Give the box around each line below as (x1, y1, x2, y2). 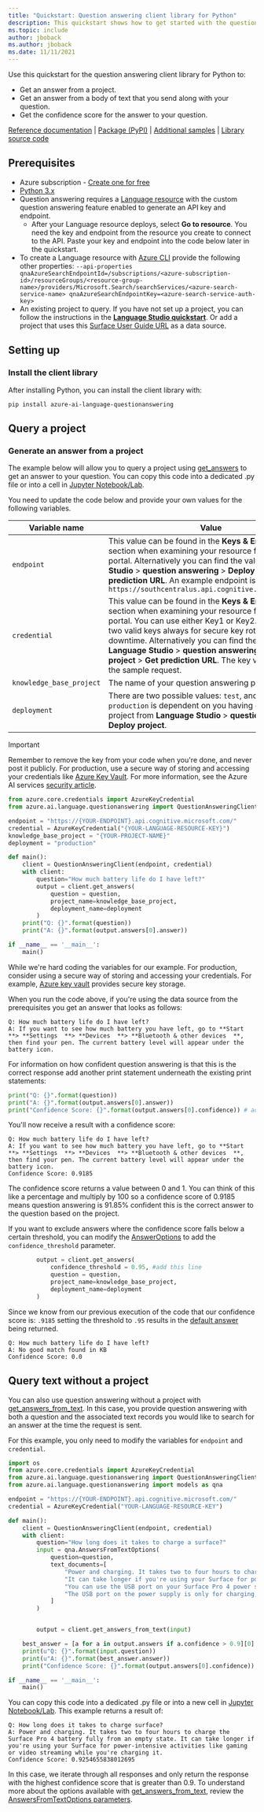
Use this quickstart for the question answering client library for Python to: (8, 70, 246, 79)
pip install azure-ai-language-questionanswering (8, 400, 174, 408)
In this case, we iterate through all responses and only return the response (8, 1769, 249, 1779)
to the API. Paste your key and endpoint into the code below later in (31, 236, 250, 245)
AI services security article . (8, 781, 97, 790)
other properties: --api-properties (19, 261, 133, 270)
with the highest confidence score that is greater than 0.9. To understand (8, 1778, 245, 1788)
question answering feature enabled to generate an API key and (19, 202, 226, 212)
